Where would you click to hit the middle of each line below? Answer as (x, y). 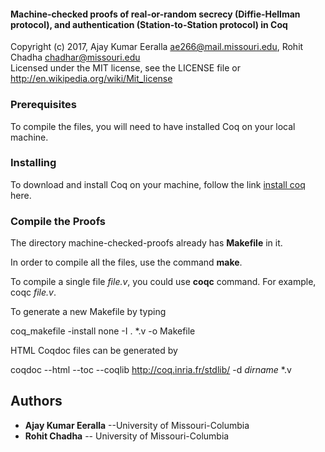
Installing (33, 163)
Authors (36, 401)
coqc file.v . (33, 292)
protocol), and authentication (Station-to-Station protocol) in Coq (149, 24)
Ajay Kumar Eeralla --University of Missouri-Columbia (137, 425)
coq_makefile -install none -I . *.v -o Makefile (103, 331)
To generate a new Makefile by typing (88, 312)
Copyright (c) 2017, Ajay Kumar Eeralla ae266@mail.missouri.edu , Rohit (157, 47)
